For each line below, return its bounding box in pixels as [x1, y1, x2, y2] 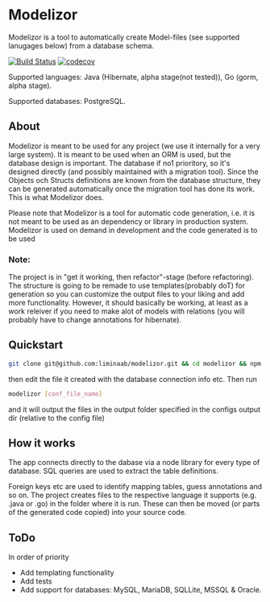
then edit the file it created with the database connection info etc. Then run [8, 374, 258, 384]
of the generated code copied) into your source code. [8, 508, 187, 517]
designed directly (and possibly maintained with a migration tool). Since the [8, 167, 260, 176]
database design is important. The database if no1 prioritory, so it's [8, 158, 231, 168]
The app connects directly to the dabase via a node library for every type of [8, 458, 260, 467]
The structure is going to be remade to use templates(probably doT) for [8, 280, 246, 291]
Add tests [19, 576, 52, 586]
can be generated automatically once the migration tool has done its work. [8, 184, 255, 193]
